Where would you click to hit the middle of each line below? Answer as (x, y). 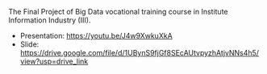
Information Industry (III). (50, 20)
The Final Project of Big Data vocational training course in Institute (118, 12)
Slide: (29, 44)
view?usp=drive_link (54, 61)
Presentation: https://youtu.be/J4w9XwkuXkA (96, 36)
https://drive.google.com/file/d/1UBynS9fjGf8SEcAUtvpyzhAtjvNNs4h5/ (140, 53)
